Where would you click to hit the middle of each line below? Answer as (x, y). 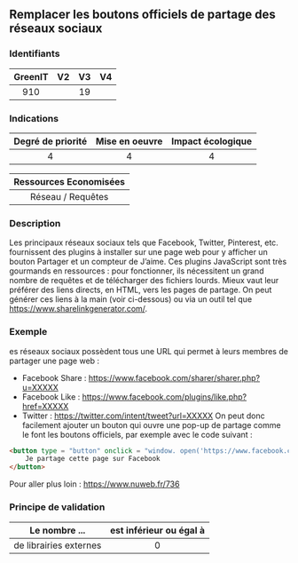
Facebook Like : (51, 396)
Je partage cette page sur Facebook (93, 459)
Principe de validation (57, 507)
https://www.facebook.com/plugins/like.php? (164, 396)
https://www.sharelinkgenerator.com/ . (78, 309)
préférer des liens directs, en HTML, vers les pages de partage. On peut (141, 290)
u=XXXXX (40, 387)
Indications (34, 118)
